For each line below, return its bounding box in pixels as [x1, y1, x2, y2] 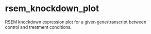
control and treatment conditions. [5, 24, 72, 30]
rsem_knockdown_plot [5, 3, 100, 14]
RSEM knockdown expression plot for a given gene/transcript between [5, 19, 147, 25]
